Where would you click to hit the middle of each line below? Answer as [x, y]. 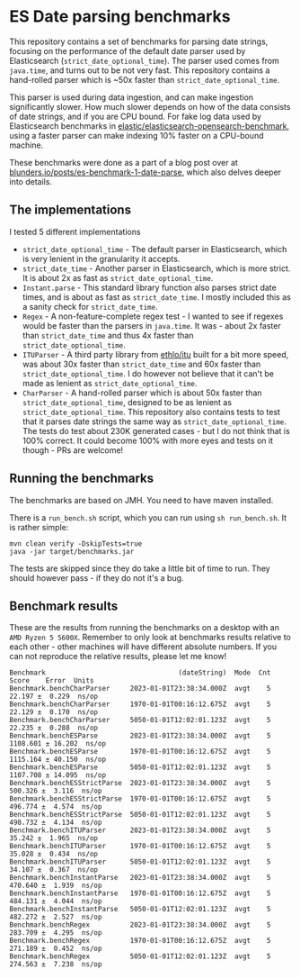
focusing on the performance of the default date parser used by [128, 50]
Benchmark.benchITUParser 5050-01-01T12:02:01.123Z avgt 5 [140, 862]
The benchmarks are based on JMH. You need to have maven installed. [141, 500]
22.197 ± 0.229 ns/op [54, 697]
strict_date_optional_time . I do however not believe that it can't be [148, 373]
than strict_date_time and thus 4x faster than [108, 335]
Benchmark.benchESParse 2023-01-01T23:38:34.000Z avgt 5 [140, 736]
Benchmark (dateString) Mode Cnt [140, 673]
